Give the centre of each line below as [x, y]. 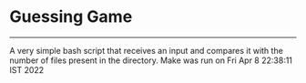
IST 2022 [27, 69]
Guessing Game [71, 17]
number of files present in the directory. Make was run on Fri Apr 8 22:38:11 [151, 60]
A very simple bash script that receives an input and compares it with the [147, 50]
